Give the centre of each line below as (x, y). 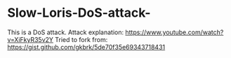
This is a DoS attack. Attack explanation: (66, 32)
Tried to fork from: (81, 39)
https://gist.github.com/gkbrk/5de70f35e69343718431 (86, 47)
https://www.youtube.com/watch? (174, 32)
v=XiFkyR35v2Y (31, 39)
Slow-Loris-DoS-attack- (79, 13)
